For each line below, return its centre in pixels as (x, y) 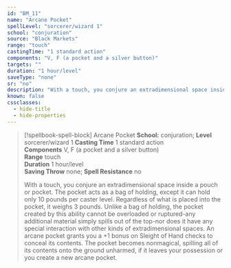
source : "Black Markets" (43, 39)
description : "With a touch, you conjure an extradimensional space (107, 90)
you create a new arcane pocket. (70, 257)
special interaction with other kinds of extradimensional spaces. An (119, 228)
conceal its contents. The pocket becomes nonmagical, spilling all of (121, 243)
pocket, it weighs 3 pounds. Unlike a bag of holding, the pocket (113, 206)
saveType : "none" (32, 77)
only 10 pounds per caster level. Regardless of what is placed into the (122, 199)
